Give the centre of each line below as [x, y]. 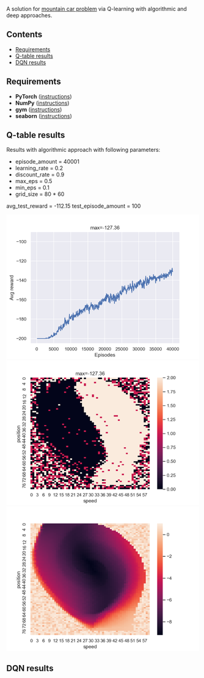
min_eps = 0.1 [32, 188]
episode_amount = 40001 [47, 162]
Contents [24, 35]
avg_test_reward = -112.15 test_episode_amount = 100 [74, 206]
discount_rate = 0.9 [40, 175]
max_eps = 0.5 [34, 181]
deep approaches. [29, 15]
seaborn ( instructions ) [43, 116]
